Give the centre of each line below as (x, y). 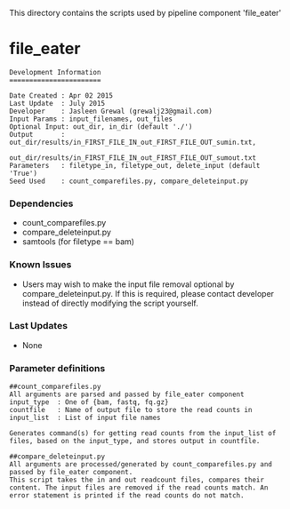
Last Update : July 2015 (57, 103)
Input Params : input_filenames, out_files (91, 119)
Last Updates (39, 326)
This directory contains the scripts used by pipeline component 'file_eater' (145, 13)
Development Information (55, 72)
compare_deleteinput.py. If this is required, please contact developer (148, 293)
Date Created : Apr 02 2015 (61, 95)
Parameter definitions (57, 368)
